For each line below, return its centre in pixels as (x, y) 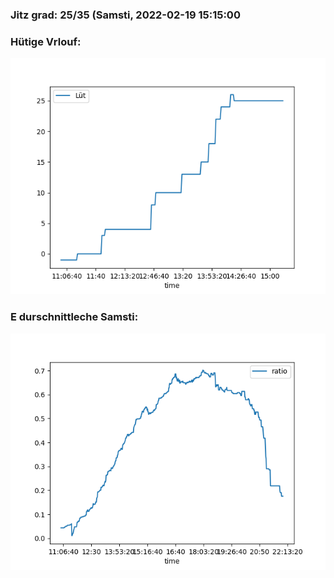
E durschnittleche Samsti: (74, 317)
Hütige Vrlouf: (46, 41)
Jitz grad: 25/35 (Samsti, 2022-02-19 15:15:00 (125, 15)
